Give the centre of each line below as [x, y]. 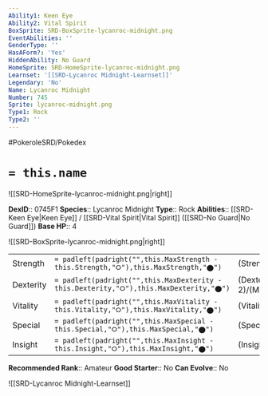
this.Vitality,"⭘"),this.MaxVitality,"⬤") [138, 309]
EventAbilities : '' [41, 38]
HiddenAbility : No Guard [49, 61]
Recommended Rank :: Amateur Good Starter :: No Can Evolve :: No [118, 367]
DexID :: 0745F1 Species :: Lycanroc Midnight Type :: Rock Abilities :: [119, 209]
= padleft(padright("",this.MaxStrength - [136, 259]
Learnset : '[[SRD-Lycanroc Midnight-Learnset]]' [91, 75]
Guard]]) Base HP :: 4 [43, 226]
